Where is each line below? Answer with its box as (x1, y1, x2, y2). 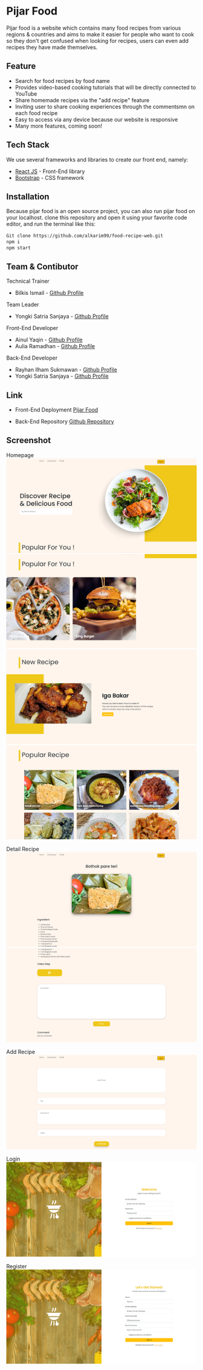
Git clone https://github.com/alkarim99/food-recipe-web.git (6, 233, 164, 239)
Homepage (6, 451, 34, 458)
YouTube (14, 90, 37, 97)
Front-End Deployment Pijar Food (14, 406, 98, 413)
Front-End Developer (6, 324, 59, 332)
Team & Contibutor (6, 262, 79, 272)
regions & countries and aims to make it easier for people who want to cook (6, 30, 195, 38)
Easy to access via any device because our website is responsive (14, 116, 178, 123)
